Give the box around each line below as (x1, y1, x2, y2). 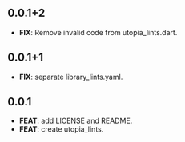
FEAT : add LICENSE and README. (18, 116, 133, 126)
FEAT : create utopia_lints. (18, 124, 104, 134)
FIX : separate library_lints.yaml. (18, 72, 123, 81)
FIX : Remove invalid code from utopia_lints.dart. (18, 27, 178, 37)
